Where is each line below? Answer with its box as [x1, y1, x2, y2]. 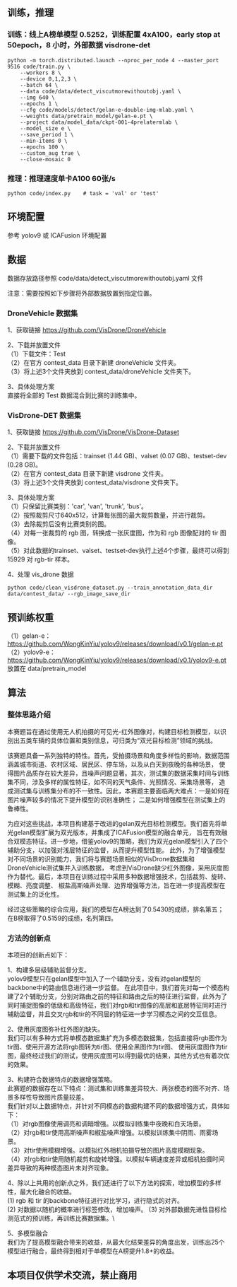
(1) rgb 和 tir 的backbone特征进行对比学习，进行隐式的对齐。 [7, 1196, 183, 1204]
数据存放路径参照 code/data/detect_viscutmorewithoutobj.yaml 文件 [7, 274, 204, 282]
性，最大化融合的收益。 [7, 1187, 75, 1196]
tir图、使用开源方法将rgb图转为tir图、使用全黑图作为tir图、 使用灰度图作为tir [7, 1042, 228, 1051]
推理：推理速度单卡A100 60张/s [7, 173, 116, 183]
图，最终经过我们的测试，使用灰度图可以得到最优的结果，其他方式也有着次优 [7, 1052, 230, 1059]
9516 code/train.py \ [7, 63, 71, 70]
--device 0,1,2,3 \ [20, 75, 78, 83]
